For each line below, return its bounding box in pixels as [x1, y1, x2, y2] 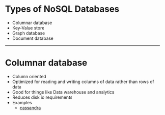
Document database [12, 35, 54, 41]
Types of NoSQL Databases [5, 3, 119, 15]
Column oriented [12, 73, 47, 79]
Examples [12, 99, 32, 105]
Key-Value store [12, 25, 45, 30]
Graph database [12, 30, 45, 36]
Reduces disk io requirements [12, 94, 73, 100]
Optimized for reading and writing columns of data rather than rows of [12, 79, 155, 85]
